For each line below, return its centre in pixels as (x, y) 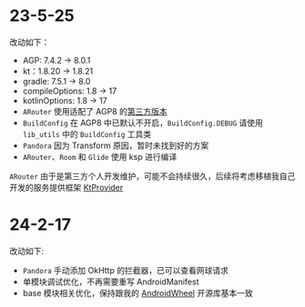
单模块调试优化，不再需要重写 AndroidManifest (111, 282)
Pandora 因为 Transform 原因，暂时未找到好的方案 (116, 145)
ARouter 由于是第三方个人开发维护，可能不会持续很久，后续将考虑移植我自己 (152, 176)
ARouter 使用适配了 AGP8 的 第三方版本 (95, 111)
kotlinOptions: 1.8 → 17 (65, 100)
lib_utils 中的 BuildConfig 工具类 (87, 134)
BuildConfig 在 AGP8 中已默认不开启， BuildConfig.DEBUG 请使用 (143, 123)
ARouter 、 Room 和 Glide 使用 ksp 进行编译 (100, 156)
